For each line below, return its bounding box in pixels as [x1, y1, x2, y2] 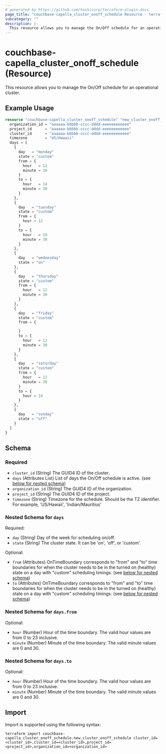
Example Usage [5, 104, 54, 112]
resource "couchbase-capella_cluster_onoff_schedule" [5, 117, 119, 122]
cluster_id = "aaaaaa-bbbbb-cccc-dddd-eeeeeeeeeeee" [9, 131, 132, 136]
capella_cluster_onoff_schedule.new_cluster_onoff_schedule [5, 735, 132, 741]
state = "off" [18, 416, 48, 421]
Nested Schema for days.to [5, 657, 72, 664]
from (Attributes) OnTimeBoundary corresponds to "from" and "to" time [12, 559, 158, 565]
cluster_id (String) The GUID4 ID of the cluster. [12, 470, 110, 476]
